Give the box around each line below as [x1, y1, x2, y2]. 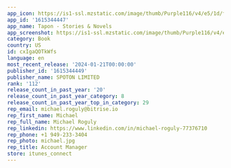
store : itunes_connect [7, 150, 72, 158]
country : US [7, 42, 41, 49]
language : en [7, 55, 45, 62]
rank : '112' [7, 80, 41, 87]
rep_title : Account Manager [7, 144, 88, 151]
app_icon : [7, 10, 36, 17]
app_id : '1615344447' [7, 16, 69, 23]
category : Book [7, 36, 51, 43]
